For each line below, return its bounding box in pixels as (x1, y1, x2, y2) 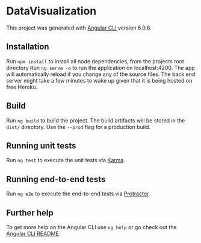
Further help (6, 207, 54, 218)
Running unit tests (6, 140, 76, 151)
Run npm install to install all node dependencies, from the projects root (6, 57, 185, 65)
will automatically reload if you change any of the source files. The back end (6, 71, 196, 78)
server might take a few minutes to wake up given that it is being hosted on (6, 77, 193, 84)
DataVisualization (6, 4, 97, 18)
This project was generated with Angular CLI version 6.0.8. (6, 24, 152, 31)
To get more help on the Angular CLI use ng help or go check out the (6, 224, 177, 230)
